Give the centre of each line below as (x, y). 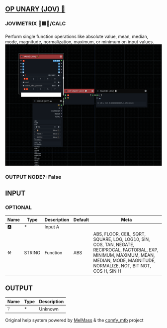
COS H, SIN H (107, 271)
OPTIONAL (19, 207)
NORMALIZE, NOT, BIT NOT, (122, 266)
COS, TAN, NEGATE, (114, 245)
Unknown (49, 309)
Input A (52, 227)
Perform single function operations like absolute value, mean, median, (77, 36)
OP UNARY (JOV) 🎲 (35, 9)
